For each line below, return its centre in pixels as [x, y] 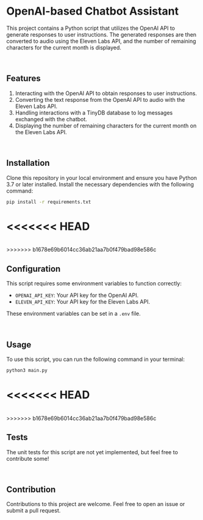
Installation [28, 163]
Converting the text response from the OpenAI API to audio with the [100, 99]
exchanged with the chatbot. [51, 119]
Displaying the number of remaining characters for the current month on [106, 126]
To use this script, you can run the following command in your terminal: [95, 359]
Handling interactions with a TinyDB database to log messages [94, 112]
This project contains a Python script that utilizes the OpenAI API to [91, 28]
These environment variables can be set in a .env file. [74, 314]
